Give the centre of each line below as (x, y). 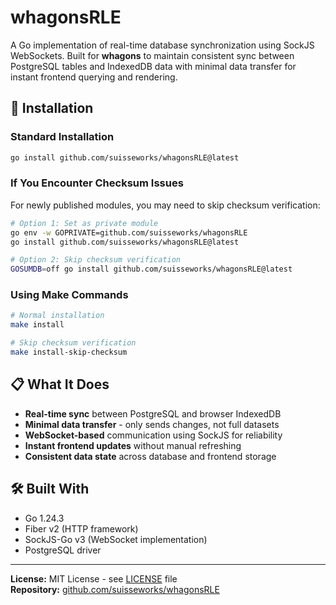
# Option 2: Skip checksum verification (96, 260)
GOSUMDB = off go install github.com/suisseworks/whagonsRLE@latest (151, 269)
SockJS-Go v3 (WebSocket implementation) (116, 539)
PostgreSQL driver (63, 550)
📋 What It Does (60, 384)
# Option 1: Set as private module (84, 223)
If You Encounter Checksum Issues (97, 183)
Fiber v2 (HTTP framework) (81, 528)
